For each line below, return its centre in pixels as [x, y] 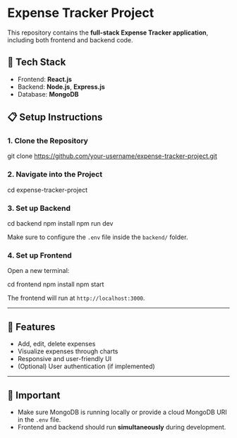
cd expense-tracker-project [48, 190]
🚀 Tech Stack [37, 62]
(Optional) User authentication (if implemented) [86, 366]
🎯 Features [31, 327]
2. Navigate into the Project [55, 174]
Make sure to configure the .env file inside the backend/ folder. [98, 237]
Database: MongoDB [48, 94]
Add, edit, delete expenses [56, 344]
